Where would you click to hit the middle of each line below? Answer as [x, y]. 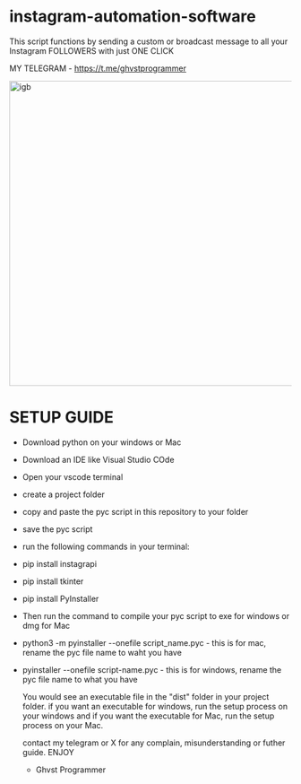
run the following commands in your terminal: [106, 546]
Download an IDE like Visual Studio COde [98, 459]
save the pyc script [57, 529]
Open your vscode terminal [73, 476]
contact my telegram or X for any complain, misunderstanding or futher [154, 743]
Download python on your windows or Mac [102, 442]
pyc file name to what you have [80, 679]
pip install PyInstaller [60, 598]
